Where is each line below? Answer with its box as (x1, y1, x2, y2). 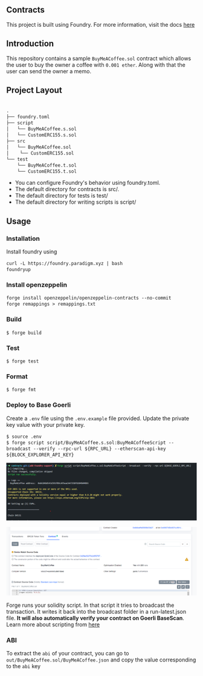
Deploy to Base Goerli (6, 401, 71, 409)
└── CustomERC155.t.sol (17, 169, 77, 175)
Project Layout (6, 85, 62, 96)
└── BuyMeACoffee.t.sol (17, 162, 77, 169)
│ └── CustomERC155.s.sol (6, 132, 77, 138)
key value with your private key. (6, 421, 85, 428)
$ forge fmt (6, 387, 36, 393)
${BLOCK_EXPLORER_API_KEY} (6, 452, 74, 458)
